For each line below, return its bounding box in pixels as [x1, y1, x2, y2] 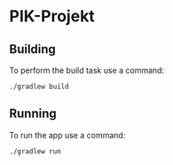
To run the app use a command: [9, 130, 126, 140]
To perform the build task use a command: [9, 65, 165, 75]
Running [9, 106, 58, 122]
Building [9, 42, 56, 57]
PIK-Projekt [9, 6, 95, 27]
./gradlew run [9, 146, 62, 156]
